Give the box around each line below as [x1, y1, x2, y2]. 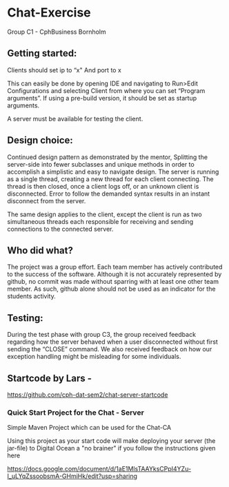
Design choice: [7, 134, 74, 146]
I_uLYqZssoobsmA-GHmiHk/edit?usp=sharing [7, 472, 138, 480]
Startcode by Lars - [7, 372, 92, 384]
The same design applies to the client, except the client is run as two [7, 210, 202, 218]
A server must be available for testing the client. [7, 114, 143, 123]
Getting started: [7, 48, 77, 59]
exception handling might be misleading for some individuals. [7, 353, 181, 361]
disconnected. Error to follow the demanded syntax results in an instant [7, 189, 210, 198]
